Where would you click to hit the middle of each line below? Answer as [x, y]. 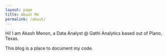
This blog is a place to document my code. [49, 48]
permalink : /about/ [26, 19]
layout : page [19, 10]
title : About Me [22, 14]
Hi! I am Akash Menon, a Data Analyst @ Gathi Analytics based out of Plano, [84, 33]
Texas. [12, 38]
